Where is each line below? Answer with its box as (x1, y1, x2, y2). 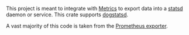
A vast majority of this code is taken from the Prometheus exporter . (6, 23, 168, 29)
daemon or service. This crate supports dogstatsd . (6, 11, 129, 18)
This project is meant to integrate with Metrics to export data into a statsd (6, 5, 183, 12)
